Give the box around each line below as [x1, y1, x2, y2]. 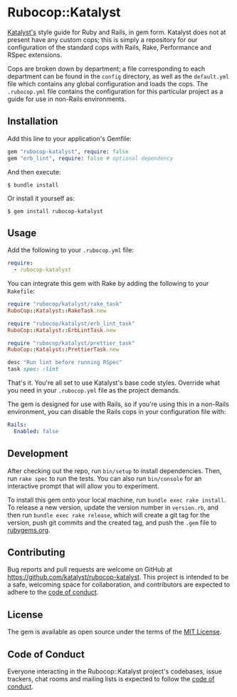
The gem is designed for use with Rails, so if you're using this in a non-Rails [7, 400, 229, 408]
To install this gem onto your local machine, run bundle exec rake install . [7, 495, 226, 504]
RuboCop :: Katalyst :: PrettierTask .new [7, 346, 120, 353]
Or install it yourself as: [7, 194, 75, 202]
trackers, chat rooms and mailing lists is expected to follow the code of [7, 675, 215, 683]
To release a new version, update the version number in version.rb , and [7, 503, 219, 512]
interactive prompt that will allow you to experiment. [7, 482, 159, 490]
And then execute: [7, 167, 61, 176]
